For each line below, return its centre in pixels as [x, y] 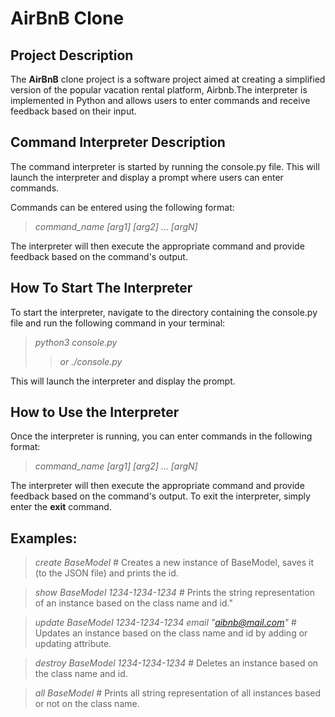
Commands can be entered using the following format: [122, 207]
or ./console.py [91, 361]
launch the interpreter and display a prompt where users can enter [147, 177]
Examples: [44, 538]
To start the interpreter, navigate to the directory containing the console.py [164, 312]
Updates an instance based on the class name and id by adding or [171, 633]
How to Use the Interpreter [95, 412]
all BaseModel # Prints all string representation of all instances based [178, 693]
